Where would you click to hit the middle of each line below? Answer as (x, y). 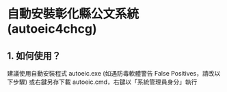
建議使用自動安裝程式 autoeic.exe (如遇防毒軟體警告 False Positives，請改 (111, 73)
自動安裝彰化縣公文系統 (73, 14)
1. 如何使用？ (34, 56)
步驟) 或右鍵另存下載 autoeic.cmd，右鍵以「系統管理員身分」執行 (105, 82)
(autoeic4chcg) (52, 29)
